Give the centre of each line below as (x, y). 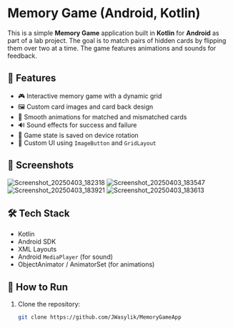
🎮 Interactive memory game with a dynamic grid (90, 96)
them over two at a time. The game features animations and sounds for (112, 48)
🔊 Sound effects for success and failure (77, 125)
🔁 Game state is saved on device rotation (78, 135)
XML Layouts (37, 249)
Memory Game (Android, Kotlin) (104, 13)
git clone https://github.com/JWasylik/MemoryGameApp (99, 317)
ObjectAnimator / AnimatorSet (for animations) (86, 264)
